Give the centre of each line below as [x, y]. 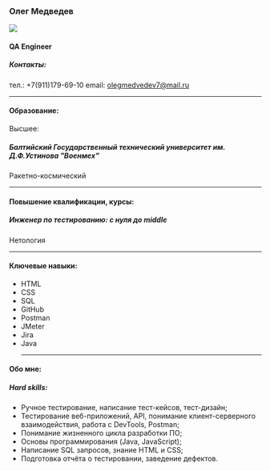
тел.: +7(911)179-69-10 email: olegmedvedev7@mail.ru [99, 85]
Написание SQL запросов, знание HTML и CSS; [102, 450]
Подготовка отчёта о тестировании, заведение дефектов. [119, 459]
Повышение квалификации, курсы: [72, 201]
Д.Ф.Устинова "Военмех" [54, 155]
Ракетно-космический [48, 176]
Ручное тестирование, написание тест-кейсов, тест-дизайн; [124, 408]
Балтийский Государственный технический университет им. [117, 147]
